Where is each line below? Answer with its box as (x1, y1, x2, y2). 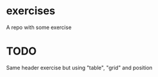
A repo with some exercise (6, 24, 72, 31)
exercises (6, 4, 55, 18)
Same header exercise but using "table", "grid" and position (6, 64, 153, 71)
